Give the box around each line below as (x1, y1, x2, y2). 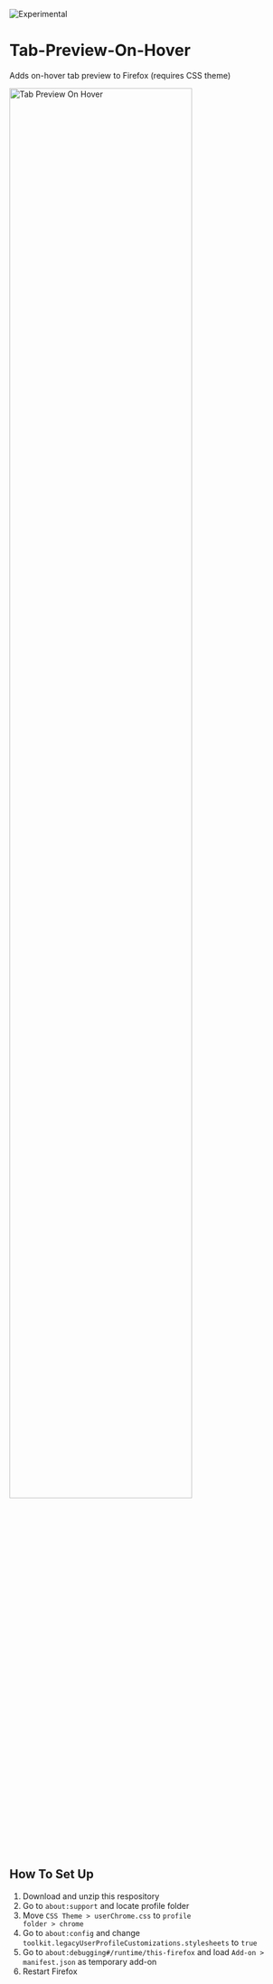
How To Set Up (9, 1866, 94, 1882)
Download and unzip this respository (22, 1890, 160, 1902)
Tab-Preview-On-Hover (9, 41, 192, 61)
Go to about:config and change (22, 1927, 141, 1938)
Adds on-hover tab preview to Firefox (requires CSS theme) (9, 70, 231, 80)
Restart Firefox (22, 1966, 79, 1977)
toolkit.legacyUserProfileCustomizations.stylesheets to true (22, 1937, 258, 1948)
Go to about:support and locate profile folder (22, 1900, 190, 1911)
